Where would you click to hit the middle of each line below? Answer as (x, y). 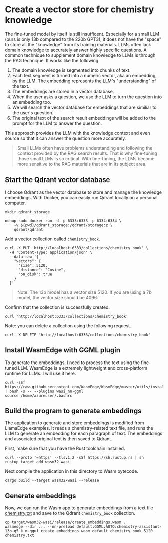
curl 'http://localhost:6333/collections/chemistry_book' (67, 316)
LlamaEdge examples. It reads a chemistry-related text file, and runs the (79, 428)
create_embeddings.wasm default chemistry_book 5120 (97, 531)
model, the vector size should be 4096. (58, 297)
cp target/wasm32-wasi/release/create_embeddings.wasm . (66, 522)
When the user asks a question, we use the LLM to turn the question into (87, 97)
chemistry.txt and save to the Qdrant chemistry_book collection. (70, 513)
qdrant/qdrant (29, 229)
